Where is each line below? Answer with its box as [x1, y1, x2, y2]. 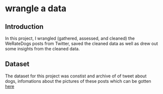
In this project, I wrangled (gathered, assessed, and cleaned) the [5, 35, 135, 41]
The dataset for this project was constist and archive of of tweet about [5, 73, 147, 79]
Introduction [5, 23, 44, 31]
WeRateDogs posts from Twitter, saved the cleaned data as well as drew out [5, 41, 158, 47]
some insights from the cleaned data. [5, 46, 80, 51]
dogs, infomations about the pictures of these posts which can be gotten [5, 78, 151, 84]
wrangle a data [5, 3, 67, 14]
